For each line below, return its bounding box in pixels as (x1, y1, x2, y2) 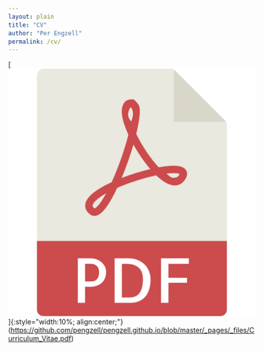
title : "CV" (8, 20, 47, 29)
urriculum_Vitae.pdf (8, 334, 72, 343)
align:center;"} (76, 317, 124, 327)
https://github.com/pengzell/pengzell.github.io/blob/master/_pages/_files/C (10, 326, 255, 335)
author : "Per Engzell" (8, 29, 82, 37)
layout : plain (8, 13, 55, 20)
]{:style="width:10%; (8, 317, 75, 327)
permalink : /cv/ (8, 38, 61, 46)
